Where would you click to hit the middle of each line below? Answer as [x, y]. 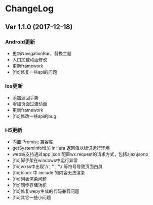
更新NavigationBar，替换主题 [42, 53]
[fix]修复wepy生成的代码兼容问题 [46, 191]
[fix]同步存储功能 [29, 185]
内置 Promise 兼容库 [33, 142]
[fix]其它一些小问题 [32, 198]
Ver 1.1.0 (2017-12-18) [39, 27]
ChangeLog [29, 9]
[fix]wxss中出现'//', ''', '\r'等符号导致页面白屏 [57, 166]
